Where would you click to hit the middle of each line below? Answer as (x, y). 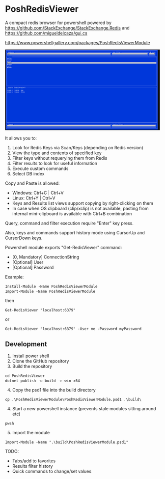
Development (26, 344)
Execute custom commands (40, 169)
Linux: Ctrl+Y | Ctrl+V (34, 198)
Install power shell (30, 356)
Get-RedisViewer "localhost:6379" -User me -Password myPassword (73, 329)
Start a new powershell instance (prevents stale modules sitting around (84, 409)
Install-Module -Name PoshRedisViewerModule (51, 287)
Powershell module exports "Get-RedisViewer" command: (64, 248)
